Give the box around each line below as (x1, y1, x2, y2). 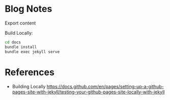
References (5, 66, 54, 78)
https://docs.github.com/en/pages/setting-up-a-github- (46, 83, 164, 89)
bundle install (5, 44, 37, 49)
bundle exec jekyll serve (5, 49, 60, 54)
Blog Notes (5, 3, 52, 15)
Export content (5, 20, 36, 26)
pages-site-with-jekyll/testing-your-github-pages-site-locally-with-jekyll (12, 89, 165, 95)
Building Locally (12, 83, 46, 89)
